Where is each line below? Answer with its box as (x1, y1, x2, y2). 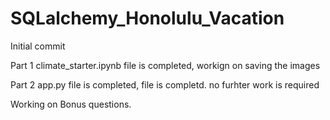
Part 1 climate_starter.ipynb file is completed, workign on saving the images (10, 59, 321, 71)
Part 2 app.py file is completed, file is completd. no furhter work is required (10, 78, 320, 91)
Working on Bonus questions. (10, 98, 132, 110)
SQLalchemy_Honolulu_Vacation (10, 7, 285, 30)
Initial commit (10, 40, 66, 52)
